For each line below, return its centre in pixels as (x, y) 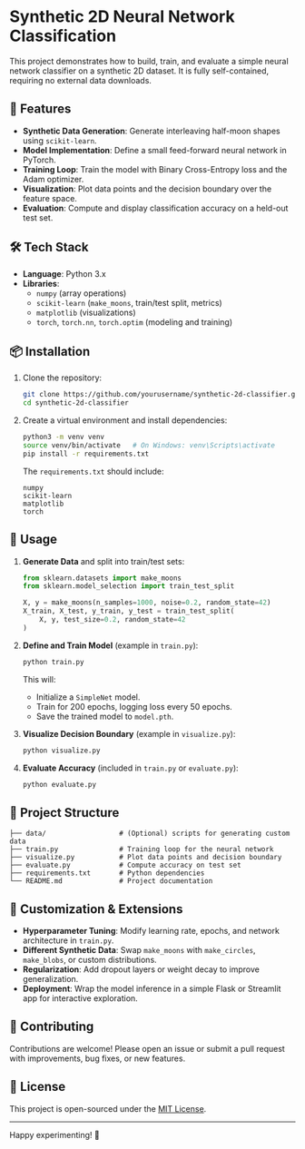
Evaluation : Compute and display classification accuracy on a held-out (155, 208)
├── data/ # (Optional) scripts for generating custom (150, 834)
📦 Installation (50, 351)
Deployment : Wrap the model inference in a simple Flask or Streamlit (152, 989)
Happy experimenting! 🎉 (54, 1134)
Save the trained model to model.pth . (105, 716)
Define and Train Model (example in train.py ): (110, 645)
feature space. (49, 198)
